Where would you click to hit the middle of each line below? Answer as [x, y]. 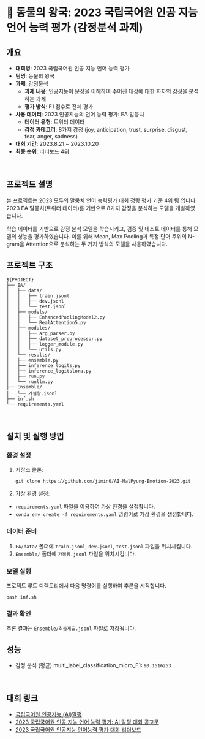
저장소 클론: [29, 470]
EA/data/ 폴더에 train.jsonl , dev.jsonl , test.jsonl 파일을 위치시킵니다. [104, 546]
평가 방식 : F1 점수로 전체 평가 [59, 107]
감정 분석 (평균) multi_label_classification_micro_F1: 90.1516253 [93, 665]
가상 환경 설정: [32, 493]
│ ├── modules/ [28, 328]
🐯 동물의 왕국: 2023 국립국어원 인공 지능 [102, 13]
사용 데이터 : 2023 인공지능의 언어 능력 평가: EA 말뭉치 [80, 114]
